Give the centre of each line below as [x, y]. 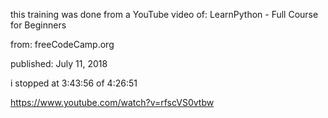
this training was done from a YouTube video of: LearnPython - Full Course [164, 14]
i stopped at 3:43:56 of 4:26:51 [74, 83]
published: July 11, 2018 [59, 63]
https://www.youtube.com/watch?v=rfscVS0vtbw [112, 102]
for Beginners [38, 25]
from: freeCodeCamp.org [62, 44]
